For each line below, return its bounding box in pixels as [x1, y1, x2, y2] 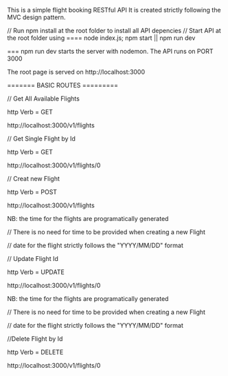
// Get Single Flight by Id [7, 134, 76, 143]
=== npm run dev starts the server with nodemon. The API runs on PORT [7, 48, 214, 55]
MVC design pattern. [7, 13, 66, 21]
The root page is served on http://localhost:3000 [7, 68, 146, 76]
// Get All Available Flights [7, 94, 80, 103]
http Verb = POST [7, 188, 57, 196]
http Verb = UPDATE [7, 268, 65, 276]
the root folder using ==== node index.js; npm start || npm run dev [7, 34, 196, 42]
